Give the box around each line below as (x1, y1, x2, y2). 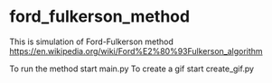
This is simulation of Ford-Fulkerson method (9, 36, 174, 47)
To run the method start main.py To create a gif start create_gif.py (9, 63, 255, 74)
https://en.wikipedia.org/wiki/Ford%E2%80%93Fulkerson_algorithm (9, 45, 264, 56)
